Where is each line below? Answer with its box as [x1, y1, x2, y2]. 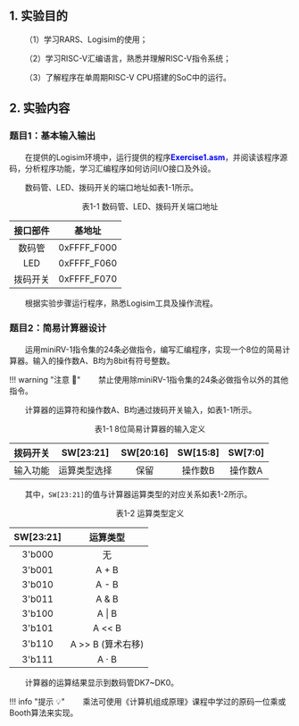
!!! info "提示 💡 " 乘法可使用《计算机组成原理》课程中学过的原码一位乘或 [9, 696, 287, 706]
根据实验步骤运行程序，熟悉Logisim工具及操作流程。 [25, 298, 219, 308]
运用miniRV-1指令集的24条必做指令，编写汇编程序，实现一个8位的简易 [25, 343, 283, 355]
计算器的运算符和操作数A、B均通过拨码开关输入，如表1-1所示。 [25, 404, 257, 415]
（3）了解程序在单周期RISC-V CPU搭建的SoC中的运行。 [25, 72, 232, 82]
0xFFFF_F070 [58, 272, 118, 284]
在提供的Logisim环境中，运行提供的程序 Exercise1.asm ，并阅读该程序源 [25, 151, 288, 163]
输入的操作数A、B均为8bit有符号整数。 [32, 355, 176, 366]
